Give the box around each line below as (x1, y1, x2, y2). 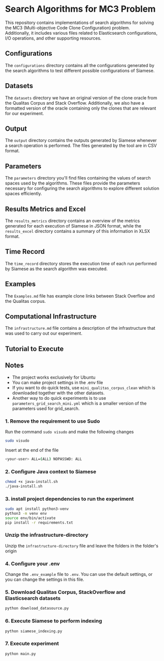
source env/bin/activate (5, 515, 56, 521)
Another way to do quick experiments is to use (12, 395, 106, 401)
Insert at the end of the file (5, 447, 59, 453)
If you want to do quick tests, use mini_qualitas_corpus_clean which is (12, 385, 156, 390)
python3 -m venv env (5, 511, 47, 516)
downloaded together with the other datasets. (12, 390, 105, 396)
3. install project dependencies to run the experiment (5, 495, 134, 502)
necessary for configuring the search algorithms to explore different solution (5, 185, 160, 191)
